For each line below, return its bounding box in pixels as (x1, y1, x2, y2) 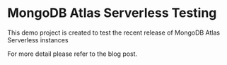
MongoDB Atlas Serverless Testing (7, 5, 217, 21)
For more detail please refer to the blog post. (7, 49, 138, 58)
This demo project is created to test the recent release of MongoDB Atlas (7, 28, 221, 37)
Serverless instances (7, 35, 69, 44)
